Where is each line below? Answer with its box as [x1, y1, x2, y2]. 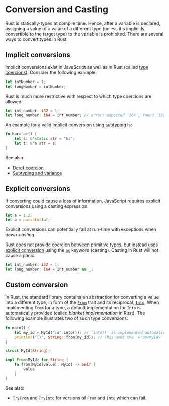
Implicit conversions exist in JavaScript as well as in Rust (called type [5, 64, 149, 70]
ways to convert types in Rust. [5, 36, 68, 42]
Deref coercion [12, 165, 44, 171]
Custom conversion [5, 281, 68, 289]
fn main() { [5, 325, 30, 330]
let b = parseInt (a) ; [5, 217, 51, 222]
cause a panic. [5, 253, 36, 259]
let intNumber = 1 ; [5, 79, 46, 84]
